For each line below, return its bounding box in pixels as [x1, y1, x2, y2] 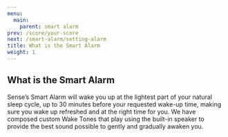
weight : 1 [7, 49, 36, 56]
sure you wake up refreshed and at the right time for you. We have [7, 107, 196, 116]
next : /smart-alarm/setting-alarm [7, 36, 107, 43]
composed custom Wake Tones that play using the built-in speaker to [7, 115, 205, 123]
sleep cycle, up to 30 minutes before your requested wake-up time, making [7, 100, 222, 108]
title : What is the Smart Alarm [7, 42, 100, 49]
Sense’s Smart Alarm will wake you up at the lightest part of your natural [7, 93, 213, 101]
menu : [7, 10, 23, 17]
